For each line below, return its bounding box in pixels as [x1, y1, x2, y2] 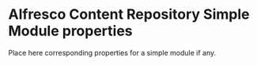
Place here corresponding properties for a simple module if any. [8, 48, 217, 57]
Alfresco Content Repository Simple [8, 5, 250, 23]
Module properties [8, 22, 133, 40]
